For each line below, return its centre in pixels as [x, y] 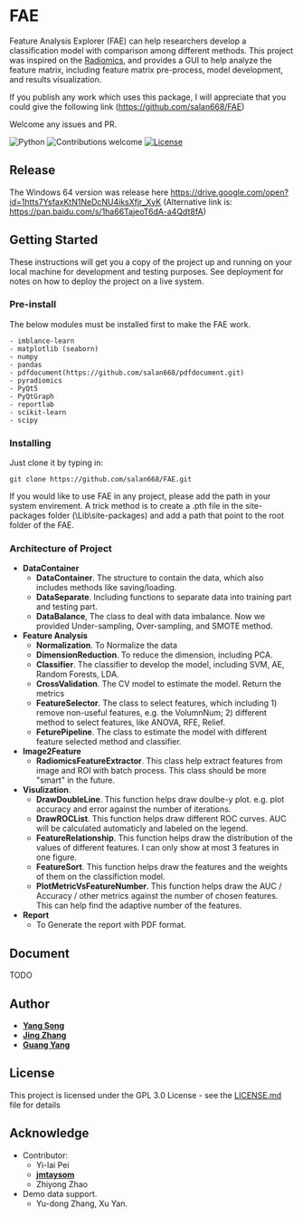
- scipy [24, 420]
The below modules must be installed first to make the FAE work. [130, 324]
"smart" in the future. [76, 780]
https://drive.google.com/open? [230, 192]
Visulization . [47, 790]
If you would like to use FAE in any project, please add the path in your [140, 496]
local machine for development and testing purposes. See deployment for [147, 271]
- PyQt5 [24, 388]
